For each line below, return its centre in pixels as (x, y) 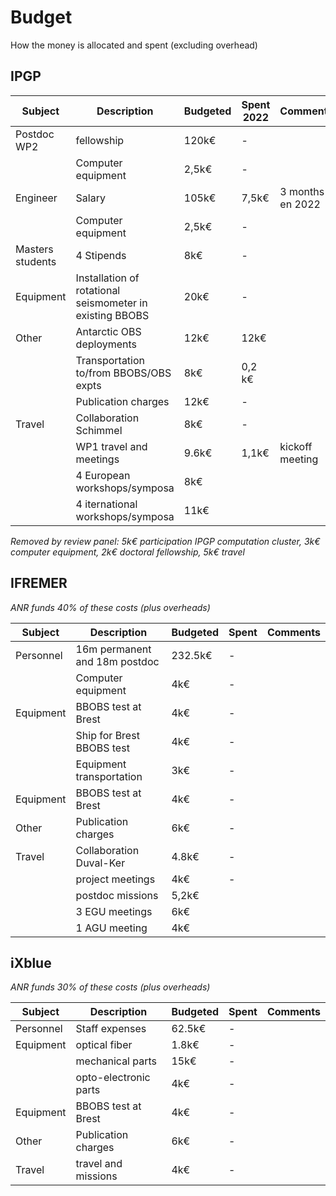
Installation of (107, 278)
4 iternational (106, 504)
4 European (103, 475)
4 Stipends (101, 255)
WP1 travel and (111, 446)
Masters (34, 249)
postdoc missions (117, 895)
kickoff (296, 446)
